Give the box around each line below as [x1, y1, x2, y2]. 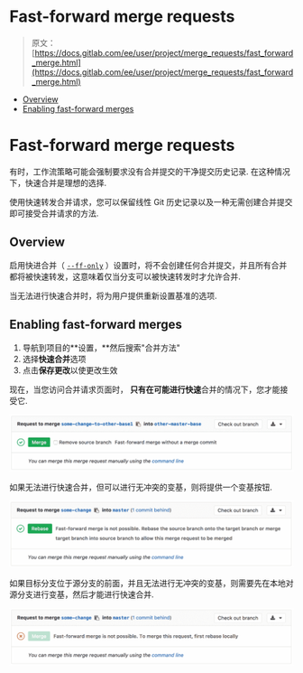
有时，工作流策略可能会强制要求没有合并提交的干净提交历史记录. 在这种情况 [9, 165, 290, 177]
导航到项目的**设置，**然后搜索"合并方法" [22, 341, 180, 353]
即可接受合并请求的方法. [9, 208, 99, 219]
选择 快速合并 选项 [22, 353, 87, 364]
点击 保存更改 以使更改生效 [22, 364, 118, 376]
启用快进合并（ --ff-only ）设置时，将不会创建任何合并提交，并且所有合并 [9, 259, 288, 270]
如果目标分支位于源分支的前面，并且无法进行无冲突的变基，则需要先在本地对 [9, 578, 294, 589]
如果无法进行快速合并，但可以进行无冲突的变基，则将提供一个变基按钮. [9, 481, 273, 493]
